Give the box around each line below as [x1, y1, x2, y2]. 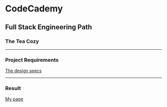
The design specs [5, 68, 42, 74]
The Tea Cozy [5, 38, 39, 45]
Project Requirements [5, 56, 59, 63]
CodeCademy [5, 3, 63, 14]
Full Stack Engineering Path [5, 23, 92, 31]
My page [5, 96, 23, 102]
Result [5, 85, 21, 92]
